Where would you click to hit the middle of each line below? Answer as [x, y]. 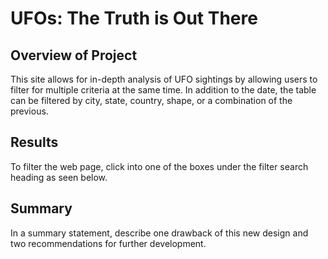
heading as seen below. [59, 177]
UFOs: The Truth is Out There [134, 18]
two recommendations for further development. [108, 243]
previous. [29, 111]
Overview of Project [74, 55]
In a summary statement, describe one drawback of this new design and [159, 233]
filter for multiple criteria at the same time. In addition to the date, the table [163, 90]
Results [34, 142]
